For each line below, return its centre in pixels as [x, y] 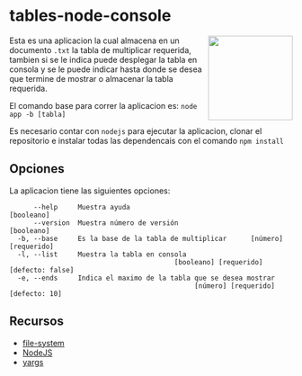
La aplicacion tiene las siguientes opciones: [90, 191]
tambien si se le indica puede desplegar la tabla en [103, 59]
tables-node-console [90, 16]
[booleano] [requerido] [218, 262]
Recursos [37, 322]
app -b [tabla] [38, 114]
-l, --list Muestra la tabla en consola [102, 254]
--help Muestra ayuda [81, 207]
